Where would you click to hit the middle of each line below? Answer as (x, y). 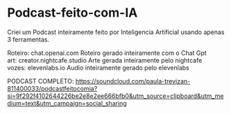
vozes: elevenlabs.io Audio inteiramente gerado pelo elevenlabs (98, 67)
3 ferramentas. (28, 39)
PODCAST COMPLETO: (41, 81)
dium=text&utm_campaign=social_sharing (67, 103)
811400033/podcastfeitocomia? (52, 88)
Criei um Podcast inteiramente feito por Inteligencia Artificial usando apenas (116, 32)
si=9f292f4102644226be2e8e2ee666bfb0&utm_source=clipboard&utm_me (115, 96)
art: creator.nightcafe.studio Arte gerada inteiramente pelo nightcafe (105, 60)
